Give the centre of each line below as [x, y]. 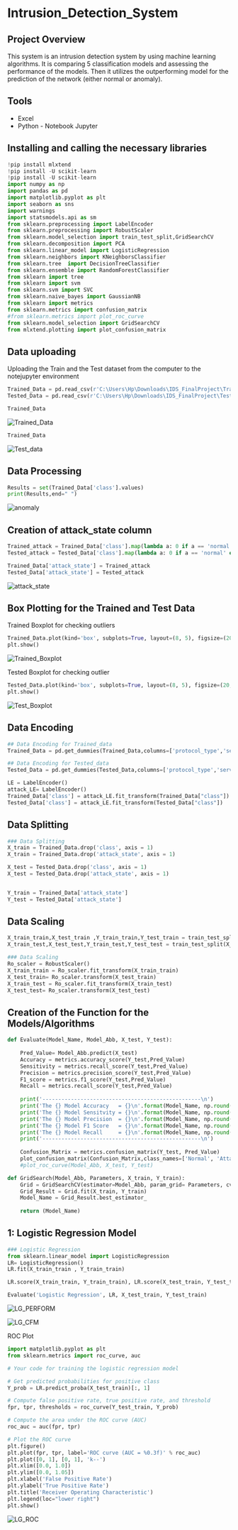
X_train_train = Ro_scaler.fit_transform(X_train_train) [93, 971]
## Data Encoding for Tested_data [58, 764]
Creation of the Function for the [78, 1012]
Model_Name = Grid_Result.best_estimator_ [84, 1198]
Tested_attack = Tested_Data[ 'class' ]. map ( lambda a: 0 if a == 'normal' [117, 553]
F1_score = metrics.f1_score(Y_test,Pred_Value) [93, 1080]
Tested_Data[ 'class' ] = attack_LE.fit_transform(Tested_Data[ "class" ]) [115, 803]
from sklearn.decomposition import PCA [66, 244]
